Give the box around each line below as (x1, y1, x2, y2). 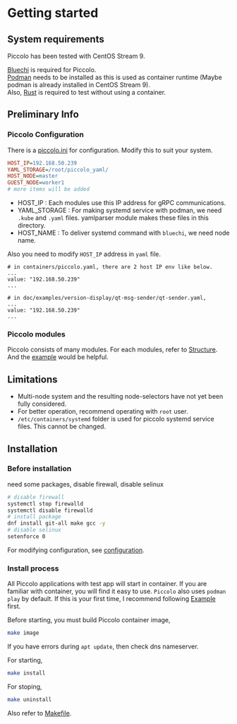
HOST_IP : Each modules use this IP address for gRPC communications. (17, 199, 226, 207)
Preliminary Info (7, 108, 79, 121)
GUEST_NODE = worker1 (7, 179, 65, 187)
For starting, (7, 656, 43, 665)
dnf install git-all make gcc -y (7, 520, 106, 527)
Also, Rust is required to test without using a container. (7, 88, 166, 96)
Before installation (7, 464, 72, 474)
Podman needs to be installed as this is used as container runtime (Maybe (7, 73, 222, 81)
